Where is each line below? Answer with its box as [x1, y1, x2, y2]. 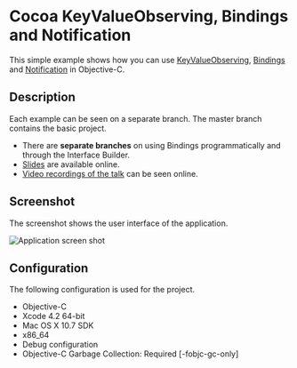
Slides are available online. [21, 158, 120, 170]
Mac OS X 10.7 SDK [21, 320, 94, 331]
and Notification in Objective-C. [9, 64, 125, 75]
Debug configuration [21, 340, 99, 350]
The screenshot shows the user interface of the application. [9, 218, 229, 228]
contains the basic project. [9, 123, 107, 133]
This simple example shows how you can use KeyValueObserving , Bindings [9, 54, 286, 65]
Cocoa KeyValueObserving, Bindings [9, 6, 289, 27]
